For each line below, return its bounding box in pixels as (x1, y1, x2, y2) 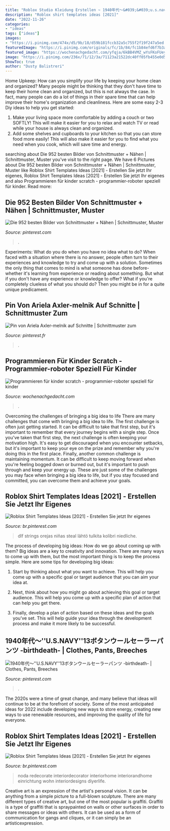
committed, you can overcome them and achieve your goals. (5, 477, 132, 483)
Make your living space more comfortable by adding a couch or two (12, 114, 154, 120)
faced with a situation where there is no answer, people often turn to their (5, 254, 158, 260)
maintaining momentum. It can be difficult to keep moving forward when (5, 456, 156, 462)
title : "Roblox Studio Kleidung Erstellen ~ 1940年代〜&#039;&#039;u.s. (5, 7, 159, 13)
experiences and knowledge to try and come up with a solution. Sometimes (5, 259, 162, 266)
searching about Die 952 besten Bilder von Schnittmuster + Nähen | (5, 151, 147, 157)
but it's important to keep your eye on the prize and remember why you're (5, 445, 159, 451)
